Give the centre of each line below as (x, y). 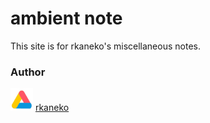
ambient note (66, 18)
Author (28, 72)
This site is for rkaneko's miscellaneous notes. (105, 46)
